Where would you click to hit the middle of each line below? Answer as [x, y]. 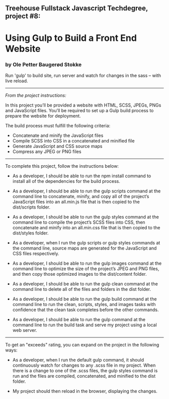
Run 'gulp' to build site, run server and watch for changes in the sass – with [83, 75]
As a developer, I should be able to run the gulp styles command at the [86, 217]
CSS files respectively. [36, 253]
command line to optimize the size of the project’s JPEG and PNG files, [86, 268]
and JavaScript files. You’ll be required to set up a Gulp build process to [79, 110]
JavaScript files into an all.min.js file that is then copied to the [76, 202]
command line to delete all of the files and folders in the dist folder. [82, 289]
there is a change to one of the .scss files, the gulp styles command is [85, 370]
